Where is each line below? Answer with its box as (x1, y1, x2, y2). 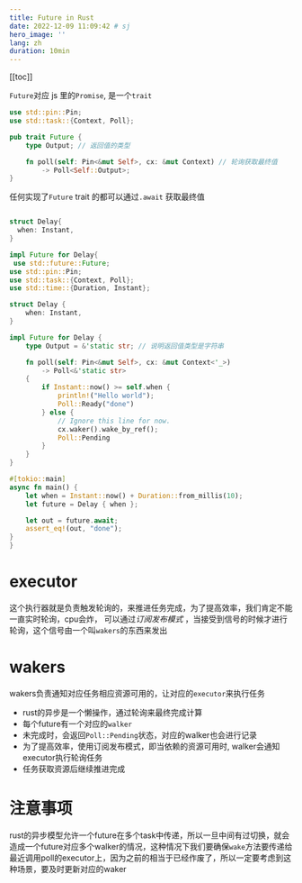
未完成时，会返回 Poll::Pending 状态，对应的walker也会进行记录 (22, 729, 258, 740)
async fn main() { (9, 483, 78, 492)
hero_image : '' (9, 30, 67, 39)
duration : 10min (9, 47, 70, 56)
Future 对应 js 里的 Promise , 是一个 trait (9, 90, 153, 101)
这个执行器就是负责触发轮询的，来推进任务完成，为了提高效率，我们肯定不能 (9, 602, 293, 613)
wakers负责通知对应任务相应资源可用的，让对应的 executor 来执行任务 (9, 687, 265, 698)
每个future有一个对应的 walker (22, 718, 133, 729)
